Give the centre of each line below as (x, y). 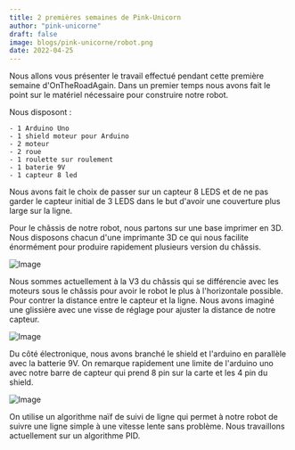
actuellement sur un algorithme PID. (75, 436)
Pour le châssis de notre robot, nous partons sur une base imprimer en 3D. (146, 228)
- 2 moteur (29, 144)
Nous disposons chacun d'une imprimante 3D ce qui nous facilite (129, 238)
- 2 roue (25, 152)
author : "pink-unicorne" (55, 26)
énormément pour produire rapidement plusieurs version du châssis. (135, 247)
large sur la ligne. (41, 211)
